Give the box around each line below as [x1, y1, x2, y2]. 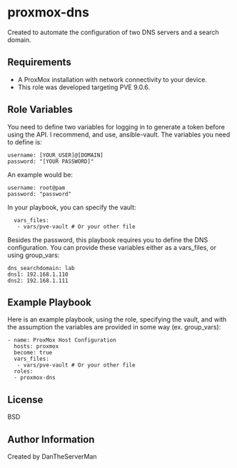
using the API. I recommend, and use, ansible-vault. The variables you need [7, 130, 231, 139]
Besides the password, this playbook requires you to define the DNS [7, 235, 208, 244]
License [7, 394, 44, 406]
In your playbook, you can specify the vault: [7, 203, 137, 211]
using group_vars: [7, 251, 60, 259]
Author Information [7, 433, 95, 445]
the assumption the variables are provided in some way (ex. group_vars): [7, 323, 221, 332]
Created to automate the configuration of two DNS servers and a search [7, 28, 219, 36]
